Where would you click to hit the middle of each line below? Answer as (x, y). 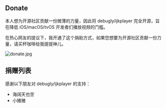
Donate (17, 8)
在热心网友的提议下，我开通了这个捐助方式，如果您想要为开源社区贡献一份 (81, 37)
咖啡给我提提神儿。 (46, 44)
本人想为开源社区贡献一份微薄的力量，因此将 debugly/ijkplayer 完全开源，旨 (83, 21)
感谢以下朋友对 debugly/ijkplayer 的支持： (48, 84)
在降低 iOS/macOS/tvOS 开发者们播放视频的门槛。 (56, 27)
